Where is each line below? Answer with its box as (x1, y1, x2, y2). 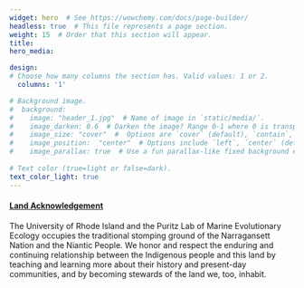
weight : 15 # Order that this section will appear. (9, 30, 213, 39)
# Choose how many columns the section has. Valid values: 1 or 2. (9, 72, 270, 82)
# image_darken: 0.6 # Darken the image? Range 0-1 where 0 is (9, 121, 270, 131)
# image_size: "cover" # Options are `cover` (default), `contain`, (9, 130, 294, 139)
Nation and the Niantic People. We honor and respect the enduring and (9, 239, 274, 250)
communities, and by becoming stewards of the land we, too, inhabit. (9, 268, 267, 279)
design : (9, 63, 39, 72)
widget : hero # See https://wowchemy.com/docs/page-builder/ (9, 13, 249, 23)
